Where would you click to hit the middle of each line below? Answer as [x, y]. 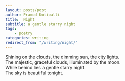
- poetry [24, 33]
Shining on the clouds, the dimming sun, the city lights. [62, 57]
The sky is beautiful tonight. [34, 73]
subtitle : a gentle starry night [40, 24]
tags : [11, 29]
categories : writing [27, 38]
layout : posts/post [26, 10]
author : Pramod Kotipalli [32, 15]
